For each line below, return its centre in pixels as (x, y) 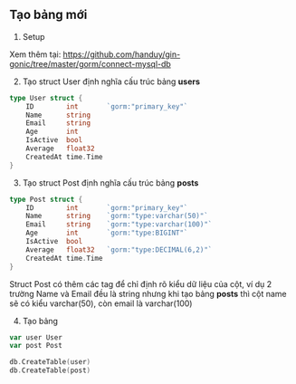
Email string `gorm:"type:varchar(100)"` (119, 225)
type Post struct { (46, 199)
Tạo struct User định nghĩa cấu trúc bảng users (111, 82)
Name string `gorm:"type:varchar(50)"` (117, 216)
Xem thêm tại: (35, 54)
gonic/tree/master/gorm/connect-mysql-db (91, 63)
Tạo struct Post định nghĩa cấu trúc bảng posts (110, 182)
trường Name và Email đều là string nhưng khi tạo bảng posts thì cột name (148, 293)
